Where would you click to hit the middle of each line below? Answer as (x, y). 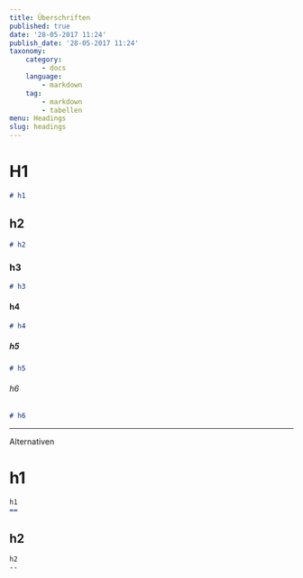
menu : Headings (38, 118)
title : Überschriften (50, 18)
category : (44, 60)
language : (44, 77)
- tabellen (62, 110)
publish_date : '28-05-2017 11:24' (74, 43)
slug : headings (38, 127)
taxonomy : (28, 51)
